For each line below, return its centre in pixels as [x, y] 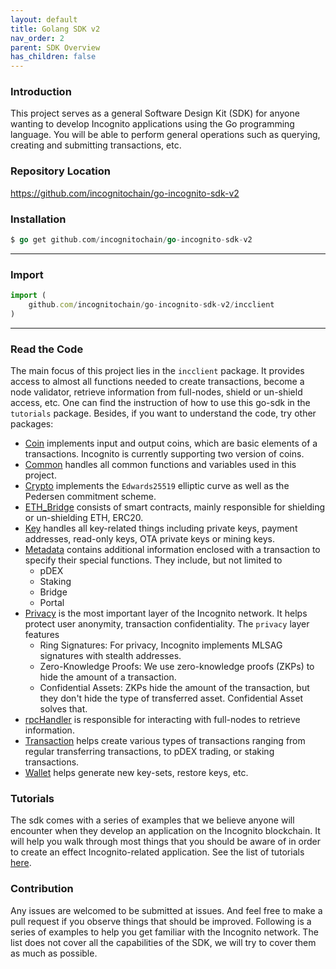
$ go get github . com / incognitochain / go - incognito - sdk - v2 [131, 240]
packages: [32, 424]
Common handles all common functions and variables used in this [160, 465]
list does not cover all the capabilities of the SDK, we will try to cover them [163, 942]
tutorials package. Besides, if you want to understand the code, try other [163, 413]
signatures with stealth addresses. [110, 656]
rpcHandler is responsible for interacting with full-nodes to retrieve [162, 720]
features [42, 635]
